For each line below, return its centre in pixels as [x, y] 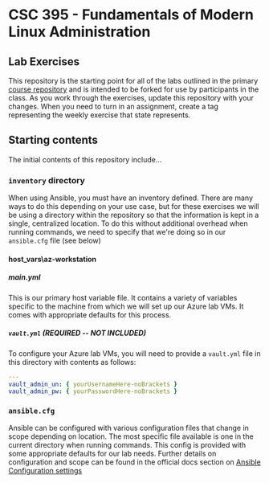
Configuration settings [45, 470]
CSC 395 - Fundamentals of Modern [131, 15]
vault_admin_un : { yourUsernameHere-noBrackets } [93, 384]
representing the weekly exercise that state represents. [100, 115]
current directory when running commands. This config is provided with [127, 444]
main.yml [24, 277]
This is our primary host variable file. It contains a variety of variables [123, 297]
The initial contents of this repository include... [85, 159]
